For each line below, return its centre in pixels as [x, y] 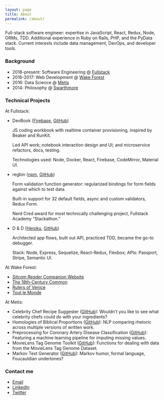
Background [20, 61]
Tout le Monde [27, 292]
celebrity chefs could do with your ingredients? [60, 317]
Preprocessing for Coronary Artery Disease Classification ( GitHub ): [80, 332]
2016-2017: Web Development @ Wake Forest [58, 77]
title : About [18, 14]
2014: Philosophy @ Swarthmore [45, 88]
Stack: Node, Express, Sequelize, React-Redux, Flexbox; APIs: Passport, [85, 252]
